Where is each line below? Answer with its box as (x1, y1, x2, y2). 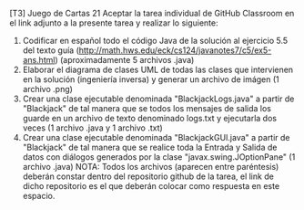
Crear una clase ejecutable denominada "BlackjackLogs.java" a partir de (22, 93, 295, 104)
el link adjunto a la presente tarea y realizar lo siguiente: (9, 17, 218, 28)
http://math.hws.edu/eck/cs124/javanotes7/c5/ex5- (78, 45, 272, 56)
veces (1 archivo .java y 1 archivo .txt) (22, 122, 164, 133)
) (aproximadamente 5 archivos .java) (54, 55, 195, 65)
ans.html (22, 55, 56, 65)
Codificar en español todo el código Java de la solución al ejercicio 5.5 (22, 36, 289, 46)
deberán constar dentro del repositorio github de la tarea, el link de (22, 171, 275, 182)
